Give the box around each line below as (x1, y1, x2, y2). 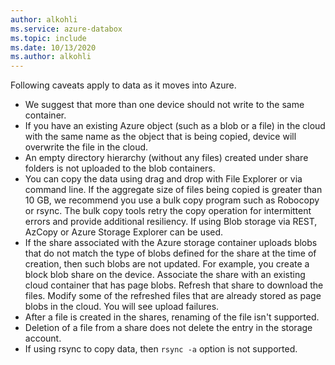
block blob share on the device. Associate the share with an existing (24, 269, 306, 281)
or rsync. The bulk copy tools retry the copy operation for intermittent (24, 205, 312, 217)
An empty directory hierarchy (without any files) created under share (24, 152, 309, 164)
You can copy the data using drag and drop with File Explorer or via (24, 173, 303, 185)
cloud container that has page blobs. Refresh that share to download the (24, 279, 324, 291)
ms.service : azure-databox (10, 24, 123, 34)
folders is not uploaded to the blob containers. (24, 162, 216, 175)
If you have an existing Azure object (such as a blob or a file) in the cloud (24, 120, 326, 132)
